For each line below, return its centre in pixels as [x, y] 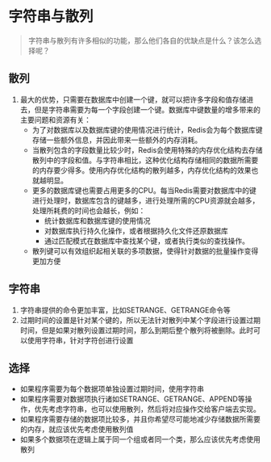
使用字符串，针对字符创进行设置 [80, 340]
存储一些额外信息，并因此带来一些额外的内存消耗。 [117, 140]
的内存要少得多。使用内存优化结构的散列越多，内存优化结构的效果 [142, 170]
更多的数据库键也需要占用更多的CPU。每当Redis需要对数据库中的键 [144, 190]
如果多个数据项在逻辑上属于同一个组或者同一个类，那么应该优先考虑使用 [140, 439]
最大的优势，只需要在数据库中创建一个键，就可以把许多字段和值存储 [133, 99]
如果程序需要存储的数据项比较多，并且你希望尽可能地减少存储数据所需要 [140, 419]
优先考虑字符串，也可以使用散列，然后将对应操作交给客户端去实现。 [147, 409]
